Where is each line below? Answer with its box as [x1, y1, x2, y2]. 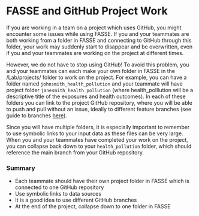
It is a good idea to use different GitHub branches [14, 196, 137, 204]
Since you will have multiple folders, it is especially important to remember [6, 123, 190, 130]
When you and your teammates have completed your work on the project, [6, 136, 189, 143]
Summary [6, 163, 36, 172]
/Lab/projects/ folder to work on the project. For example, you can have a [6, 74, 187, 81]
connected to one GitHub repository [14, 184, 104, 191]
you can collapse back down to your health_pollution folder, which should [6, 142, 192, 150]
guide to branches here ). [6, 112, 68, 119]
